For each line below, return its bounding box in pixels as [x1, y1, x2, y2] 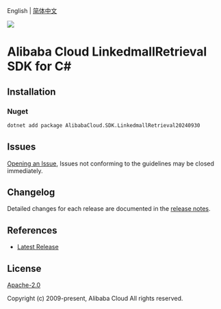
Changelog [7, 186, 55, 198]
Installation [7, 86, 56, 98]
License [7, 262, 42, 274]
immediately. [7, 166, 43, 174]
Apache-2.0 [7, 281, 41, 289]
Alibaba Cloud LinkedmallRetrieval [7, 44, 207, 60]
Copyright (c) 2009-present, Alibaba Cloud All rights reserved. [7, 295, 183, 302]
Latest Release [16, 243, 60, 251]
